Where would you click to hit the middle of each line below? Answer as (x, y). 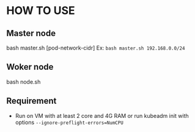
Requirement (31, 101)
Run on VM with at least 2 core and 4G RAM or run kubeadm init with (102, 116)
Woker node (30, 67)
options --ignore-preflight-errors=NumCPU (69, 122)
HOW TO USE (41, 11)
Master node (31, 33)
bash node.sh (24, 82)
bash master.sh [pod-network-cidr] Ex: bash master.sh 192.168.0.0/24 (96, 48)
